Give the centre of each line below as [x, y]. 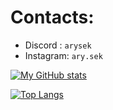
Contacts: [52, 17]
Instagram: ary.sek [63, 55]
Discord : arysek [58, 45]
